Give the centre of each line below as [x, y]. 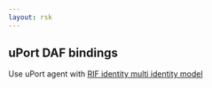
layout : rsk [30, 17]
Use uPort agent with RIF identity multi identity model [106, 74]
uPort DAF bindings [63, 53]
